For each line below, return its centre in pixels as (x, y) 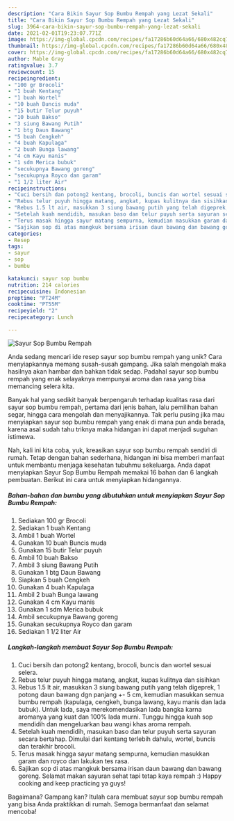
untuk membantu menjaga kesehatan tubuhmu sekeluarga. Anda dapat (109, 465)
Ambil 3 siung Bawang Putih (58, 565)
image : (17, 40)
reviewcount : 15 (31, 72)
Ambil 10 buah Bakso (48, 557)
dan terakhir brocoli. (47, 746)
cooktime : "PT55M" (34, 304)
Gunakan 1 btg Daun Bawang (59, 572)
